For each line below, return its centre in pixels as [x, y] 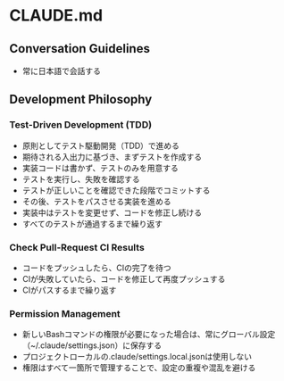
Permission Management [65, 313]
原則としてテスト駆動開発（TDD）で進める [101, 145]
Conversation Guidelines [79, 49]
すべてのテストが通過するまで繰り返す [92, 223]
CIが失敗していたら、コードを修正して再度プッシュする [124, 278]
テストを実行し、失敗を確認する [81, 178]
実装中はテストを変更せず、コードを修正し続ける [112, 212]
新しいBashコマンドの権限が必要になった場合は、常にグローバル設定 [149, 335]
